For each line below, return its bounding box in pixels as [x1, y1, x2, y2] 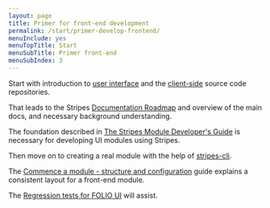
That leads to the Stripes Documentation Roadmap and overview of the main [8, 102, 263, 112]
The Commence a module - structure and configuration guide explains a [8, 166, 248, 176]
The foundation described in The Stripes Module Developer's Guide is [8, 126, 240, 137]
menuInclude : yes [8, 34, 67, 43]
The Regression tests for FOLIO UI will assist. [8, 190, 159, 200]
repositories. [8, 87, 51, 96]
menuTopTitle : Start [8, 42, 78, 50]
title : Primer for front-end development [8, 19, 150, 27]
